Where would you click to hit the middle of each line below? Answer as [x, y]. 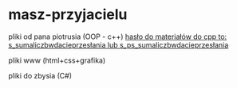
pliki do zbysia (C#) [40, 75]
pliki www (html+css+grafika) [57, 60]
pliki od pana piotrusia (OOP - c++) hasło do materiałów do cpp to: [118, 36]
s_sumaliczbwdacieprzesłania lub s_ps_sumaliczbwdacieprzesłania [118, 44]
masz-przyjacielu [68, 15]
